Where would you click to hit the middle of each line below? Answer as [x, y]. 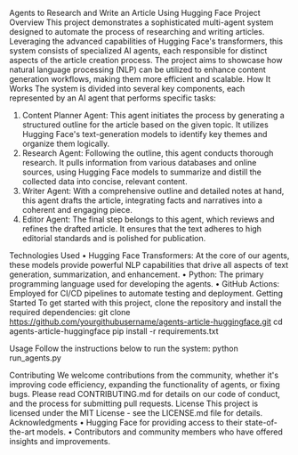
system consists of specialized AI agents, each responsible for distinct [138, 51]
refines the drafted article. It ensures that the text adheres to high [142, 229]
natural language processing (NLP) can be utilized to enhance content [138, 69]
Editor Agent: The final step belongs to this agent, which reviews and [148, 219]
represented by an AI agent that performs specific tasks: [113, 98]
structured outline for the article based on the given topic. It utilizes [145, 125]
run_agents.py [36, 358]
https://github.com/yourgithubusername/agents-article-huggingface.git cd [146, 321]
